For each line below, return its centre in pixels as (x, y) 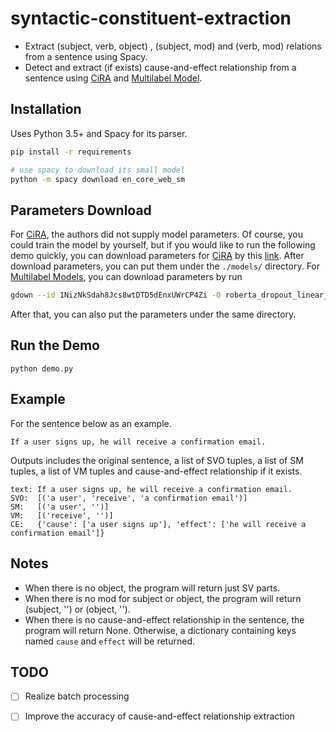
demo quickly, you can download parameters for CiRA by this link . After (157, 256)
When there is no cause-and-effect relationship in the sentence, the (164, 619)
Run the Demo (55, 345)
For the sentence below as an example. (91, 423)
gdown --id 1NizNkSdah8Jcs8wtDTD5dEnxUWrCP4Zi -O (116, 295)
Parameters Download (81, 210)
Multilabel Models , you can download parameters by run (126, 277)
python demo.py (42, 368)
